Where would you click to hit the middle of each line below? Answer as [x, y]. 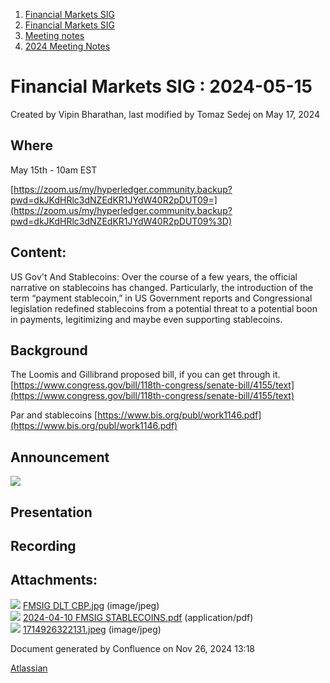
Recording [43, 545]
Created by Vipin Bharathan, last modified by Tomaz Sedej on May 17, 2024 [165, 114]
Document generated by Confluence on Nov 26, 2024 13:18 [132, 648]
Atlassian [29, 668]
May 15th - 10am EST [54, 170]
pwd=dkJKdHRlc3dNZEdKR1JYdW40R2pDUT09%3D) [121, 221]
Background [49, 350]
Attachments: [54, 580]
